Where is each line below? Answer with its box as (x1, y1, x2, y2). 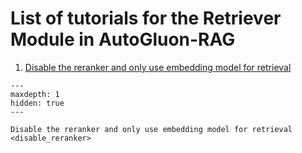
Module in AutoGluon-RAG (10, 28, 236, 51)
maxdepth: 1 (10, 89, 60, 99)
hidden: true (10, 98, 65, 108)
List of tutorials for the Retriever (10, 7, 282, 30)
